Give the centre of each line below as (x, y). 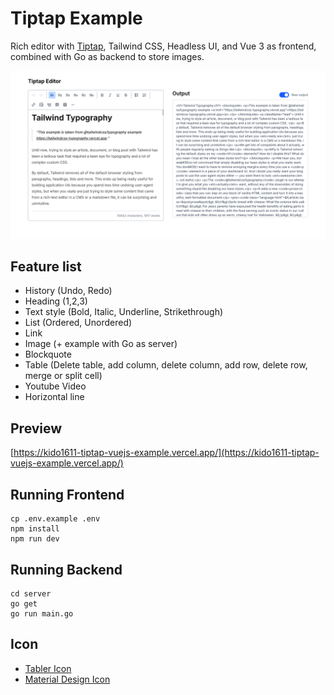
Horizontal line (54, 397)
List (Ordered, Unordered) (78, 323)
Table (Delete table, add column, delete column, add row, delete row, (166, 365)
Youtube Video (55, 386)
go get (24, 603)
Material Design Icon (67, 679)
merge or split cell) (63, 376)
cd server (31, 593)
